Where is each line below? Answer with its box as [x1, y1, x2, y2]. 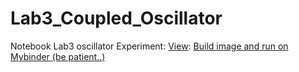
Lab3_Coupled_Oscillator [10, 7, 223, 30]
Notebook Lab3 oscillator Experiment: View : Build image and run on [10, 40, 289, 52]
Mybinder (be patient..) [10, 50, 106, 62]
